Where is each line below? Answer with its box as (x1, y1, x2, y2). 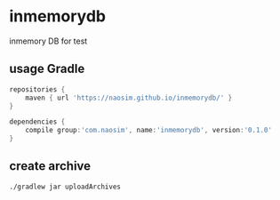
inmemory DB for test (9, 36, 88, 46)
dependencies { (9, 117, 66, 126)
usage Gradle (9, 61, 85, 76)
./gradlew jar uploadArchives (9, 182, 122, 191)
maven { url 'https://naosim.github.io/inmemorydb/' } (25, 93, 233, 102)
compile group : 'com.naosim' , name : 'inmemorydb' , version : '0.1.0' (25, 126, 273, 135)
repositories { (9, 84, 66, 94)
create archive (9, 158, 92, 174)
